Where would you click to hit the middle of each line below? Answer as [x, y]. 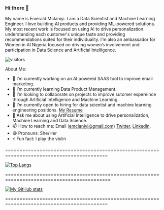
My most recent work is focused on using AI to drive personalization [74, 29]
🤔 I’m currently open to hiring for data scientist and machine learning [82, 105]
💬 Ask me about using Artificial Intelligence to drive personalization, [81, 115]
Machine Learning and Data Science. [50, 121]
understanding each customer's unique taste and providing [65, 35]
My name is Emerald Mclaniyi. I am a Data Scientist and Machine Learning [80, 19]
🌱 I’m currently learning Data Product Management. [64, 89]
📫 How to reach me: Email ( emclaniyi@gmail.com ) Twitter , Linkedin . [82, 126]
